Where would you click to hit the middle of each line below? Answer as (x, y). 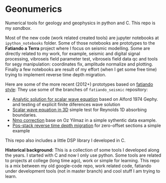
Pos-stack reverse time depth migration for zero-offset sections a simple (86, 125)
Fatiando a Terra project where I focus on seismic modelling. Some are (78, 48)
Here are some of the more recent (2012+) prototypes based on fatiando (79, 84)
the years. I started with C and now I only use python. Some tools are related (83, 155)
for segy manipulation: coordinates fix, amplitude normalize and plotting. (79, 64)
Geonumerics (34, 9)
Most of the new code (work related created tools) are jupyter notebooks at (82, 38)
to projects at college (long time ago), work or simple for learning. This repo (82, 160)
